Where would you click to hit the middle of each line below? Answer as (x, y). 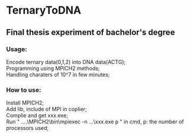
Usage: (17, 49)
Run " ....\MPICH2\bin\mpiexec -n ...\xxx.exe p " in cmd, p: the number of (95, 122)
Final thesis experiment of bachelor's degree (91, 32)
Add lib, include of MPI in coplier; (46, 109)
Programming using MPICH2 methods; (53, 68)
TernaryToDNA (44, 10)
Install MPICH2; (25, 103)
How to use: (24, 90)
